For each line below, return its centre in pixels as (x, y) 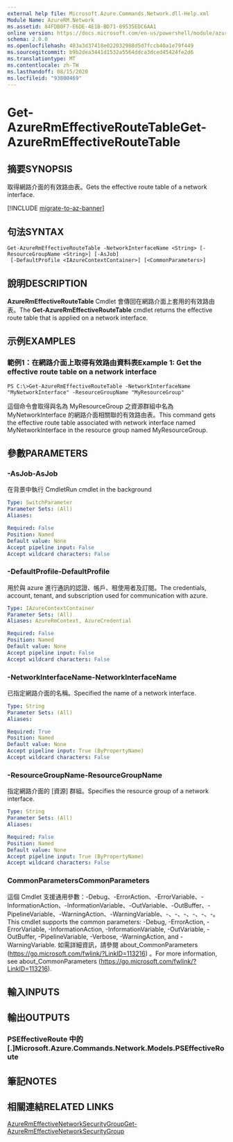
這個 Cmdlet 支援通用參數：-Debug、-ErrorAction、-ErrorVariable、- (106, 897)
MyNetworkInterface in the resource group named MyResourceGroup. (107, 430)
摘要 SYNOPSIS (40, 169)
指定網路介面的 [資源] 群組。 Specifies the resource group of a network (108, 791)
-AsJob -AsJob (33, 474)
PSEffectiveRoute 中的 (45, 1039)
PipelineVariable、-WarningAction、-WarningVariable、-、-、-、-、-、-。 (113, 914)
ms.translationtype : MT (42, 59)
